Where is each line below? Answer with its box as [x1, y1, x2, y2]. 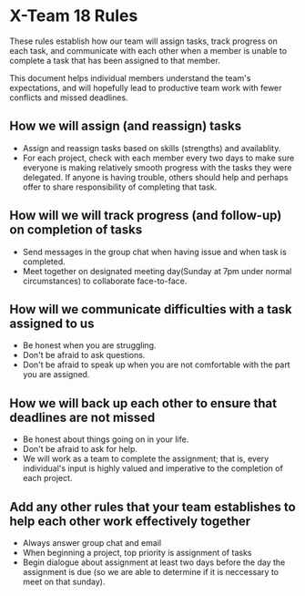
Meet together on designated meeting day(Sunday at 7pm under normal [22, 265, 292, 276]
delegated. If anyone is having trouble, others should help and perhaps [22, 171, 289, 182]
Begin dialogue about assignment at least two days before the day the [22, 557, 286, 568]
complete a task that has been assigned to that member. [9, 55, 220, 66]
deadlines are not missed [9, 409, 156, 425]
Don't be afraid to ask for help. [22, 444, 138, 455]
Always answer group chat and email [22, 538, 162, 548]
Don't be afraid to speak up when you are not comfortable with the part [22, 359, 290, 370]
